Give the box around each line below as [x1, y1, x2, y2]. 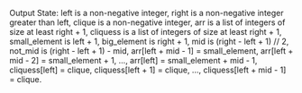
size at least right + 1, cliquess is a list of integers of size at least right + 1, [9, 27, 282, 37]
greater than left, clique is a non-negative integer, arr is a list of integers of [9, 17, 286, 28]
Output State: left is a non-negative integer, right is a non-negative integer [9, 8, 284, 18]
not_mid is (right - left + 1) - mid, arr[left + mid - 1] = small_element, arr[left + [9, 46, 294, 56]
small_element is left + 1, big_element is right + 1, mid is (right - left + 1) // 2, [9, 36, 289, 46]
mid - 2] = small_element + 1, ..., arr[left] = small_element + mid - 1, [9, 55, 258, 65]
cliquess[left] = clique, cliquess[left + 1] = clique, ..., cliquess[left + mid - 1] [9, 64, 287, 75]
